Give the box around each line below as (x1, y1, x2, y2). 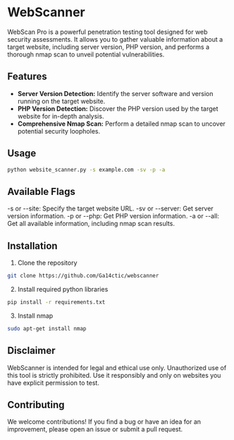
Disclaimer (7, 345, 56, 357)
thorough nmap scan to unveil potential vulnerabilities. (7, 50, 165, 59)
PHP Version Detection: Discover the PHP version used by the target (17, 104, 218, 113)
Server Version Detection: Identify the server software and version (17, 89, 214, 97)
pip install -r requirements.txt (7, 298, 106, 306)
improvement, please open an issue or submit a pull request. (7, 425, 183, 434)
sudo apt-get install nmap (7, 325, 87, 332)
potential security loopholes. (17, 126, 101, 135)
